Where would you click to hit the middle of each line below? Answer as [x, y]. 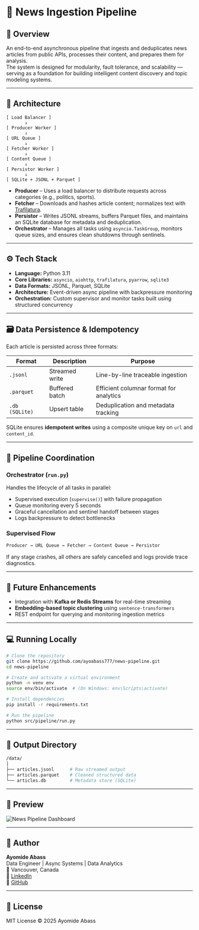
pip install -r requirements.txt [47, 705]
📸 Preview [25, 805]
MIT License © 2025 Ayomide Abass [51, 921]
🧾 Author [23, 843]
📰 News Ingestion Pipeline [72, 12]
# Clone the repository [36, 656]
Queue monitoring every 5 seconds [58, 505]
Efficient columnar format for [136, 389]
